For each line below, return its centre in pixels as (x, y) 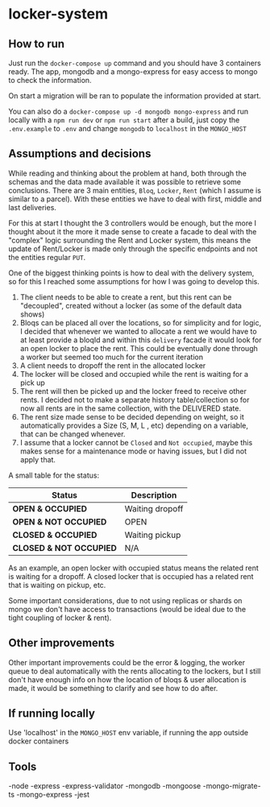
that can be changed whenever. (73, 434)
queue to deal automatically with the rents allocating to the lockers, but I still (135, 671)
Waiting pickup (153, 535)
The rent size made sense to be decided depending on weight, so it (132, 416)
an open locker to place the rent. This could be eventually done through (139, 348)
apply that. (38, 459)
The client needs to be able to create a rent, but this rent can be (126, 297)
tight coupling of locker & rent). (60, 618)
